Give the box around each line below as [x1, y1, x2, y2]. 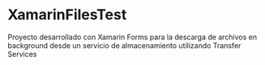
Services [7, 49, 37, 59]
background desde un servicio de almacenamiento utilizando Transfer [7, 40, 241, 50]
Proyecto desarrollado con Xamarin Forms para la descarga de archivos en [7, 32, 257, 42]
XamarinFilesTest [7, 6, 127, 24]
